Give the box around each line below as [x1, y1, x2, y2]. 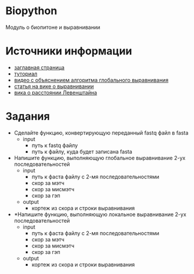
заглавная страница [14, 64, 65, 71]
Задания [5, 110, 51, 123]
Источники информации [5, 44, 132, 58]
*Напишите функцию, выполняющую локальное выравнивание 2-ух [14, 211, 186, 218]
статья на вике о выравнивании [14, 83, 95, 90]
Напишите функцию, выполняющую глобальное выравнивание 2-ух [14, 154, 186, 161]
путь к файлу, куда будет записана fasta [31, 148, 133, 155]
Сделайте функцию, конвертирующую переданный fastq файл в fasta [14, 129, 189, 136]
